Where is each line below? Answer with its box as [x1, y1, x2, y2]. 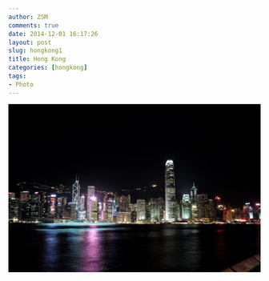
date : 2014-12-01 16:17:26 [8, 30, 98, 38]
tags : [8, 72, 26, 80]
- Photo [8, 80, 34, 88]
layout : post [8, 38, 52, 46]
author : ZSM [8, 13, 48, 21]
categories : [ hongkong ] [8, 64, 88, 72]
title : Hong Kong [8, 55, 66, 63]
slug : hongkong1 [8, 46, 62, 55]
